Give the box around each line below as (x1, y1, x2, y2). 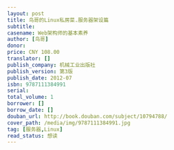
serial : (7, 87, 30, 94)
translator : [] (7, 55, 51, 62)
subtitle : (7, 23, 36, 30)
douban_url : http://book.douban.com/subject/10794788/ (7, 113, 168, 120)
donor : (7, 42, 26, 49)
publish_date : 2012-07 (7, 74, 72, 82)
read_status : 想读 (7, 132, 58, 139)
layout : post (7, 10, 45, 17)
